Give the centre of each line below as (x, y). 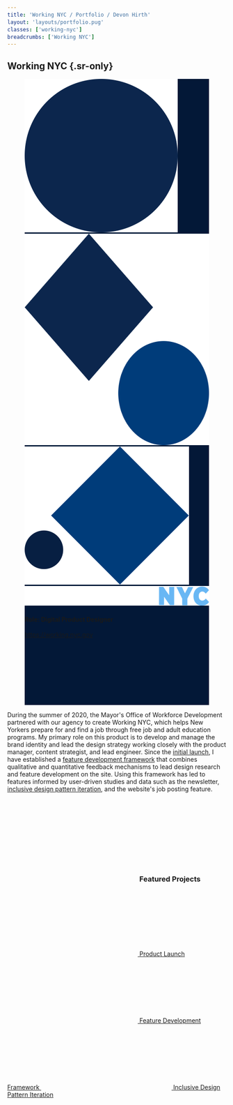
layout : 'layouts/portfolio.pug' (56, 22)
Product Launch (162, 954)
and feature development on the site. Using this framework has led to (106, 774)
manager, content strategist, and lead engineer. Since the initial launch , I (111, 752)
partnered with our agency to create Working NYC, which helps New (105, 723)
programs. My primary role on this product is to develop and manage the (111, 737)
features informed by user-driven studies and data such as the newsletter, (113, 782)
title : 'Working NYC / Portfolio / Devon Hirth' (79, 15)
